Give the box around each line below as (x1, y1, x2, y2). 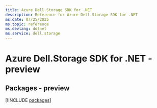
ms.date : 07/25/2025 (5, 17, 49, 22)
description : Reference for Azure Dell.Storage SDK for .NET (5, 12, 138, 17)
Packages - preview (5, 84, 70, 92)
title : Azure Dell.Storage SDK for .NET (5, 7, 93, 13)
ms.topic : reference (5, 21, 49, 27)
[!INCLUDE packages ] (5, 97, 51, 103)
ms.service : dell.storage (5, 31, 60, 36)
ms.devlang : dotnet (5, 26, 47, 31)
